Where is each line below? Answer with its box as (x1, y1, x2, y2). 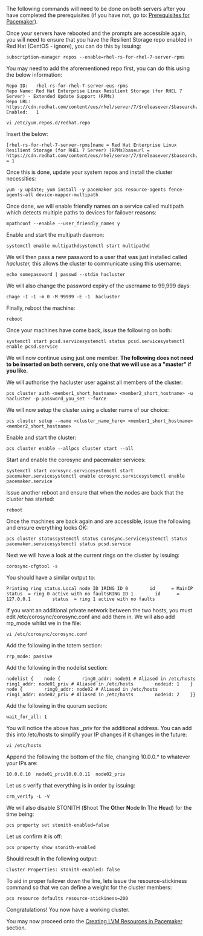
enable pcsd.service (6, 344, 59, 350)
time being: (6, 810, 34, 818)
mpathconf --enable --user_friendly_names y (6, 220, 120, 226)
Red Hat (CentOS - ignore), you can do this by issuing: (6, 42, 142, 50)
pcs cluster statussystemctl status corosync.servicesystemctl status (6, 536, 188, 542)
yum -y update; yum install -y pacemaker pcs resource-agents (6, 187, 166, 193)
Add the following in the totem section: (6, 642, 103, 649)
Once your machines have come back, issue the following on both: (6, 327, 172, 334)
